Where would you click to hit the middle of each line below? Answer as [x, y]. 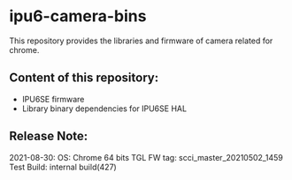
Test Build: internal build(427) [63, 167]
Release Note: [49, 136]
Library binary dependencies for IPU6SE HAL [104, 109]
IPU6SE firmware [53, 99]
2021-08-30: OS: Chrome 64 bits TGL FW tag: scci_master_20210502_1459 [146, 157]
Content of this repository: [84, 78]
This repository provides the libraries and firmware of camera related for [141, 41]
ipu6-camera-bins [78, 16]
